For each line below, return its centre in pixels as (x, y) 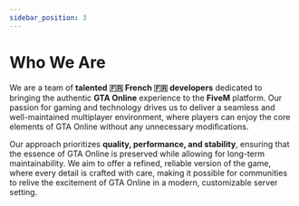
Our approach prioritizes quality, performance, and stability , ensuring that (149, 144)
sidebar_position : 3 (48, 18)
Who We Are (58, 62)
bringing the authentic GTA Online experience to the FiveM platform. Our (146, 98)
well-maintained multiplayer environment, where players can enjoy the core (150, 117)
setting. (24, 192)
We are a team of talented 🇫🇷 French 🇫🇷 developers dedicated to (136, 88)
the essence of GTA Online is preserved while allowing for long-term (137, 154)
